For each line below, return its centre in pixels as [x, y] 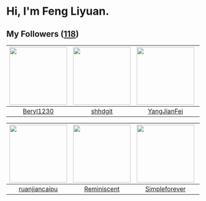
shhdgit [102, 111]
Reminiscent [102, 189]
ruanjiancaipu [38, 189]
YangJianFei [166, 111]
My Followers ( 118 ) [43, 34]
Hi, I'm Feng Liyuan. [58, 11]
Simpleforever [165, 189]
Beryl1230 [38, 111]
